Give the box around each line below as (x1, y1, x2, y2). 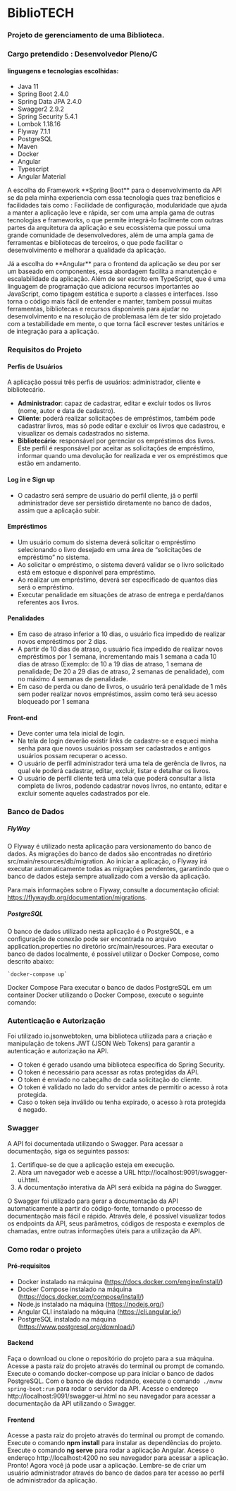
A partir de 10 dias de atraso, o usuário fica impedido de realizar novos (17, 645, 223, 653)
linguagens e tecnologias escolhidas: (7, 66, 119, 75)
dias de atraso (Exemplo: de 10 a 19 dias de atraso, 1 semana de (17, 659, 203, 668)
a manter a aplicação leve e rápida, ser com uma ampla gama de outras (7, 208, 215, 217)
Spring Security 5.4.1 (17, 112, 77, 121)
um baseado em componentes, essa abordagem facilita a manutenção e (7, 267, 217, 276)
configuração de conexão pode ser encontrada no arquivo (7, 935, 177, 943)
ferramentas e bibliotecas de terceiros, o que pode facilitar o (7, 239, 183, 247)
